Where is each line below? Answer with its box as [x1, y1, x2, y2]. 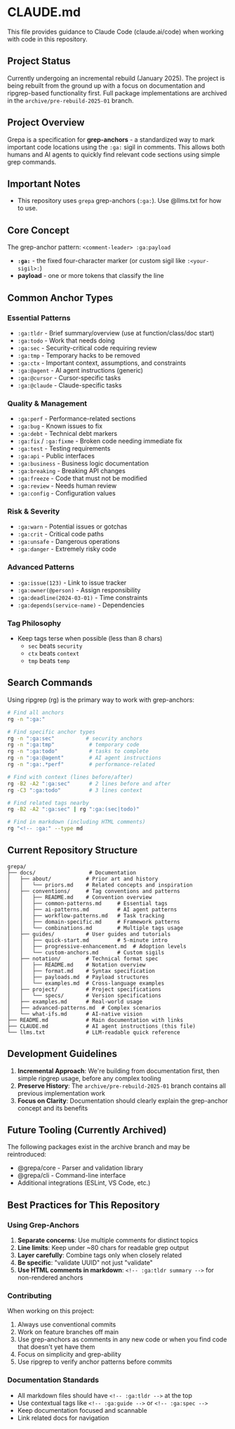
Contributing [7, 1291, 52, 1301]
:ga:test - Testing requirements [17, 444, 111, 453]
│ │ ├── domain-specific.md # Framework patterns [7, 918, 180, 925]
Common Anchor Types [7, 292, 114, 304]
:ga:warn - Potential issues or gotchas [17, 522, 128, 531]
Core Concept [7, 224, 70, 236]
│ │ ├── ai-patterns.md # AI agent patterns [7, 906, 177, 913]
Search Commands [7, 677, 93, 689]
